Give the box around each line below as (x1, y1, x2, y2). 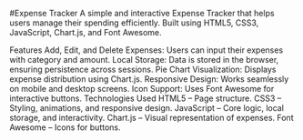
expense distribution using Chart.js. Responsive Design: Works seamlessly (9, 74, 289, 85)
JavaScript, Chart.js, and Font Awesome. (9, 27, 162, 37)
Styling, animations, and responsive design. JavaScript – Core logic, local (9, 103, 285, 113)
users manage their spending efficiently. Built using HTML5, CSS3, (9, 17, 259, 28)
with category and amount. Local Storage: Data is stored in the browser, (9, 55, 279, 65)
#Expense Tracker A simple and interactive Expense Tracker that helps (9, 8, 275, 18)
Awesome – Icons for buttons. (9, 122, 121, 133)
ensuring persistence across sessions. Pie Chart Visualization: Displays (9, 64, 277, 75)
